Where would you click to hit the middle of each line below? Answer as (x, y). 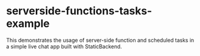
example (28, 24)
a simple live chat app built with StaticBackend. (64, 46)
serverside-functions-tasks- (79, 11)
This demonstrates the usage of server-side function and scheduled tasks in (100, 40)
